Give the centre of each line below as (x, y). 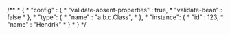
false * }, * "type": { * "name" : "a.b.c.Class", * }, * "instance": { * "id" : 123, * (115, 17)
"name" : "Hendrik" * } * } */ (47, 24)
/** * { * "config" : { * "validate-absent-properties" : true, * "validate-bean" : (115, 10)
